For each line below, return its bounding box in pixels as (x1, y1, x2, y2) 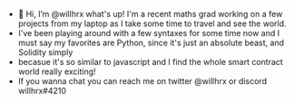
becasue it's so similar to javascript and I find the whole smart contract (17, 57, 283, 67)
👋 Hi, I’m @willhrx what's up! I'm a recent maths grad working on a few (17, 9, 283, 19)
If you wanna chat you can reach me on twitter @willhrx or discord (17, 76, 268, 86)
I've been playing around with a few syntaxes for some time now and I (17, 28, 280, 38)
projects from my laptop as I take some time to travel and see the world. (17, 18, 288, 29)
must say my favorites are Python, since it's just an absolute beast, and (17, 37, 284, 48)
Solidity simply (17, 47, 73, 58)
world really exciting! (17, 66, 97, 77)
